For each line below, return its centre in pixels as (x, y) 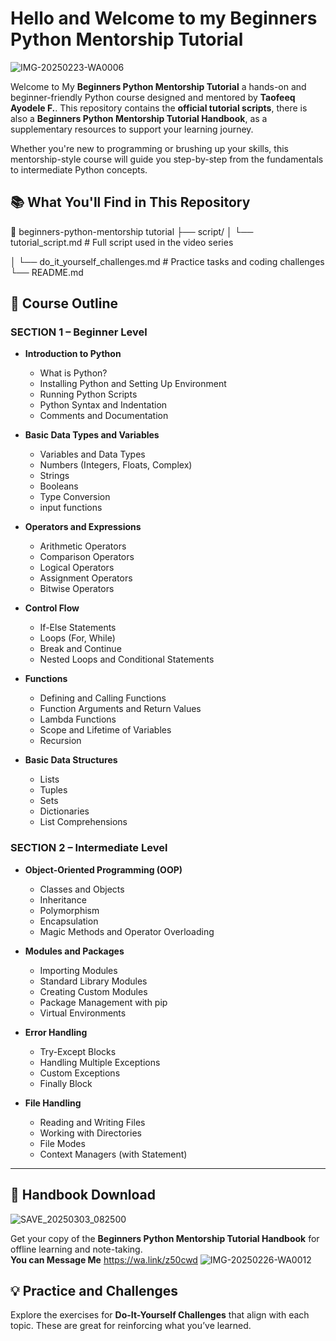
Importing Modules (78, 970)
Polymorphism (69, 910)
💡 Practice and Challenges (94, 1290)
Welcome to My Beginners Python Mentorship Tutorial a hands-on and (158, 86)
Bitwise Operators (77, 589)
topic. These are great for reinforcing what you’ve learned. (131, 1326)
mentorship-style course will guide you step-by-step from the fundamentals (167, 159)
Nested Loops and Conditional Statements (127, 659)
